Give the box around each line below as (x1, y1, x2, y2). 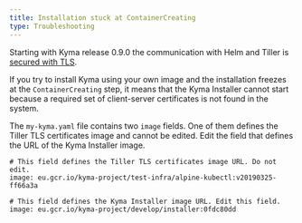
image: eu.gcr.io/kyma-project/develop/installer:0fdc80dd (9, 205, 237, 214)
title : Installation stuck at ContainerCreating (9, 13, 196, 23)
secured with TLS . (9, 56, 78, 67)
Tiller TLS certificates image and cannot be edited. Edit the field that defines (9, 130, 294, 141)
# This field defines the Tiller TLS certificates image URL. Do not (9, 157, 278, 166)
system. (9, 102, 39, 113)
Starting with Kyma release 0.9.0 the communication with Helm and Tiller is (9, 46, 289, 57)
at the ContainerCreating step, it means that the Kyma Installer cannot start (9, 83, 289, 94)
